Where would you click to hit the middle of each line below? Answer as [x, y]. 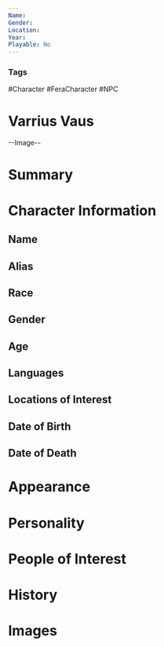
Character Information [82, 210]
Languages [36, 373]
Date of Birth [40, 426]
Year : [17, 37]
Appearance [49, 487]
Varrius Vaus [51, 121]
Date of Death [42, 453]
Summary [40, 175]
